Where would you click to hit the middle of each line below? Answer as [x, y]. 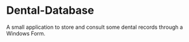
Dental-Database [50, 10]
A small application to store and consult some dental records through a [95, 27]
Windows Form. [26, 33]
